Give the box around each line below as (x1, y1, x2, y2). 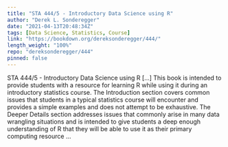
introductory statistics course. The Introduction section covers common (7, 88, 210, 96)
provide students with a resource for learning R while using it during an (7, 80, 208, 89)
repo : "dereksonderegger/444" (7, 49, 94, 56)
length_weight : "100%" (7, 42, 72, 49)
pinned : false (7, 55, 48, 62)
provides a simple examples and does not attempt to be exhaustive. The (7, 102, 211, 111)
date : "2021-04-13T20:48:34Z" (7, 23, 94, 30)
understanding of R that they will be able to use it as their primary (7, 124, 192, 133)
